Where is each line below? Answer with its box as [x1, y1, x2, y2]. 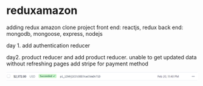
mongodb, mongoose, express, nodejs [6, 30, 103, 37]
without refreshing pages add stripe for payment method [6, 60, 149, 67]
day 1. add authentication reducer [6, 42, 91, 49]
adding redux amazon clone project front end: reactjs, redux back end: [6, 24, 184, 31]
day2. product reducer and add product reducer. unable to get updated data [6, 53, 197, 61]
